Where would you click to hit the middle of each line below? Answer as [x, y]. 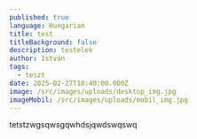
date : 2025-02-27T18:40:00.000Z [69, 83]
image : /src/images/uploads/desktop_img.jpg [93, 91]
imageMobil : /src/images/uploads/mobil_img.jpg [99, 100]
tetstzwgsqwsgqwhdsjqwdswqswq [73, 125]
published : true [39, 17]
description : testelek [51, 50]
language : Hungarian [47, 26]
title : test [31, 34]
